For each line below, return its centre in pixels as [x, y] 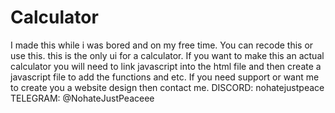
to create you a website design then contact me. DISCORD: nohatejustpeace [167, 87]
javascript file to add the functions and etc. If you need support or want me [165, 77]
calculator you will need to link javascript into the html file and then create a [166, 66]
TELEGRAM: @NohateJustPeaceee [82, 98]
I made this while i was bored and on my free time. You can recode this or [162, 45]
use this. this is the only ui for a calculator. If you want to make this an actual [167, 55]
